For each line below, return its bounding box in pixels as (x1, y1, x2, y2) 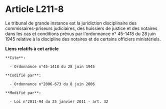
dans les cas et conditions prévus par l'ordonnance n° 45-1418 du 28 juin (5, 30, 156, 36)
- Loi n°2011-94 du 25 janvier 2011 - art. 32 (9, 99, 108, 104)
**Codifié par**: (5, 72, 41, 78)
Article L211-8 (5, 3, 64, 15)
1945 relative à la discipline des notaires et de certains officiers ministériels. (5, 36, 161, 42)
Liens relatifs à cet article (5, 45, 59, 51)
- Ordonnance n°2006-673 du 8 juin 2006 (9, 81, 95, 86)
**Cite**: (5, 55, 26, 60)
